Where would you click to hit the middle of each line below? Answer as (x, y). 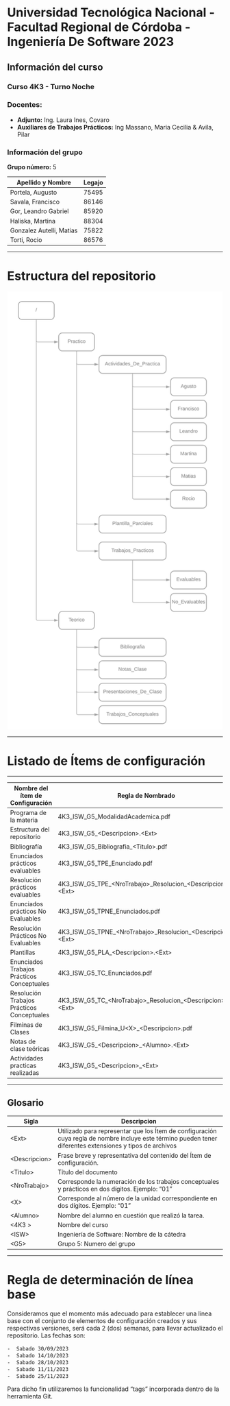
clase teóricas (30, 1049)
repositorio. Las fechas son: (46, 1335)
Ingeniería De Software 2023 (91, 42)
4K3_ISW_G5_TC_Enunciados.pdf (105, 973)
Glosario (26, 1103)
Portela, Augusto (34, 192)
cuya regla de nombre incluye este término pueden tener (138, 1139)
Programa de (28, 813)
